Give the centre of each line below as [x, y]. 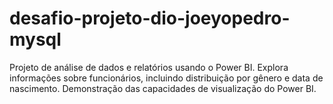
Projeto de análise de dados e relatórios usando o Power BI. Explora [149, 67]
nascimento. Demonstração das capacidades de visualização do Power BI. [163, 88]
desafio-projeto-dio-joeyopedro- [150, 18]
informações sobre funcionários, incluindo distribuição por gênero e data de [166, 78]
